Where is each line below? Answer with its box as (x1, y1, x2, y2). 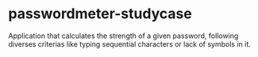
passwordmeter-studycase (8, 5, 192, 23)
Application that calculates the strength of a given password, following (8, 31, 239, 40)
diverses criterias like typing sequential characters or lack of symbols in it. (8, 39, 252, 48)
